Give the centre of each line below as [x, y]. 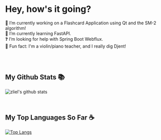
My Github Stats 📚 [35, 77]
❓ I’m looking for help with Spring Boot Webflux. [54, 39]
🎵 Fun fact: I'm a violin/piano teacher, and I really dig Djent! [66, 46]
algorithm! [16, 28]
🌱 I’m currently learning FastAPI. [38, 33]
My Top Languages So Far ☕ [50, 118]
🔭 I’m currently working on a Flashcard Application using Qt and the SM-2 [81, 23]
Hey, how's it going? [48, 9]
